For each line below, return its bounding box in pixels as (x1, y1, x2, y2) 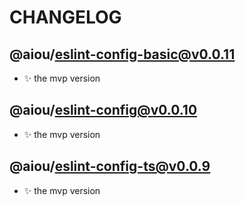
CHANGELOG (9, 6, 122, 29)
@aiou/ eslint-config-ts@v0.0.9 (9, 158, 211, 175)
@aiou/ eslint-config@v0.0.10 (9, 102, 198, 119)
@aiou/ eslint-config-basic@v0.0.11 (9, 46, 236, 63)
